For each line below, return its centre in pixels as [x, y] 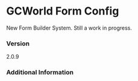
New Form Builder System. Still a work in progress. [69, 28]
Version [18, 44]
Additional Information [40, 73]
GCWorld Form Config [63, 11]
